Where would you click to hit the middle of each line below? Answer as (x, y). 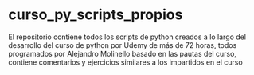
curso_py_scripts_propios (96, 15)
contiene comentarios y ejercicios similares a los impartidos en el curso (125, 62)
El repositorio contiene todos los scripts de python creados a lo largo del (127, 37)
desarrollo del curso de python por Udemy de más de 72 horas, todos (123, 45)
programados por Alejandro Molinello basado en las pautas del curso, (123, 53)
